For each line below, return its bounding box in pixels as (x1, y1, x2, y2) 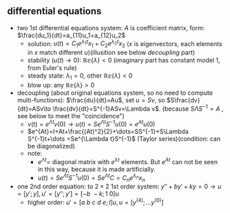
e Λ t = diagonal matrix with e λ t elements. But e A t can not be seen (37, 157, 218, 166)
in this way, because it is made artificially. (37, 165, 156, 174)
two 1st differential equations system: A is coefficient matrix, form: (17, 23, 205, 32)
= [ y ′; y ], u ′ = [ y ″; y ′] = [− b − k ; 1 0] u (17, 190, 119, 198)
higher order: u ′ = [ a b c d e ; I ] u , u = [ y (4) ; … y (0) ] (27, 197, 164, 207)
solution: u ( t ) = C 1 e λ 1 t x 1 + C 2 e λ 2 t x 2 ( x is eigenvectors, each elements (27, 38, 222, 49)
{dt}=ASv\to (17, 104, 52, 113)
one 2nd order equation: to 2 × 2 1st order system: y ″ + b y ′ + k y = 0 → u (17, 182, 222, 191)
